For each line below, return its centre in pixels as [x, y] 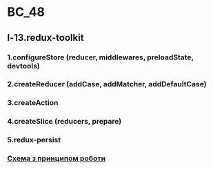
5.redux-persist [34, 140]
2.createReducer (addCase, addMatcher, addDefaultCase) [107, 84]
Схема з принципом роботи [56, 158]
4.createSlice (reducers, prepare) [64, 122]
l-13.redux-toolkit [45, 38]
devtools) [23, 66]
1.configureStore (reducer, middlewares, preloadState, [101, 57]
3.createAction [33, 103]
